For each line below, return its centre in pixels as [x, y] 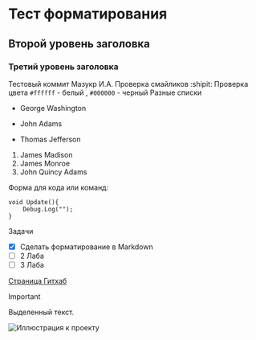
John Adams [41, 123]
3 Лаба [32, 265]
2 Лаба [32, 256]
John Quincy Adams [53, 172]
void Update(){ [34, 202]
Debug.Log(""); [48, 209]
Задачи [21, 231]
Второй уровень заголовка [79, 44]
